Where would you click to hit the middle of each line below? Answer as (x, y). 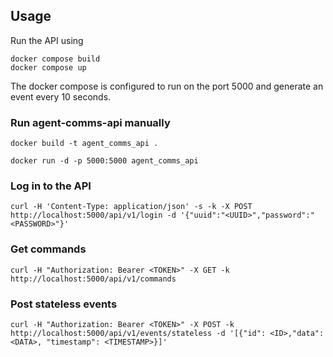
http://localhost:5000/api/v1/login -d (93, 215)
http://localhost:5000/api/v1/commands (93, 279)
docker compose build (55, 59)
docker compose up (48, 67)
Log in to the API (51, 186)
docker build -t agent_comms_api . (84, 144)
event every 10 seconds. (61, 96)
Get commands (48, 249)
